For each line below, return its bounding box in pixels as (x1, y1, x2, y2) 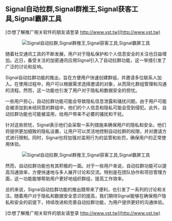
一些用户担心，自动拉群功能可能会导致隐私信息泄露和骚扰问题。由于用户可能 (5, 98, 167, 104)
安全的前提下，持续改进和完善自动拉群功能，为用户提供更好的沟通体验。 (14, 199, 167, 205)
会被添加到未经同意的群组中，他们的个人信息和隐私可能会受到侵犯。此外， (5, 104, 162, 110)
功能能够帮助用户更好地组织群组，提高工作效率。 (23, 175, 126, 182)
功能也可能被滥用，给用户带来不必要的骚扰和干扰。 (18, 110, 126, 117)
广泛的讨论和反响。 (5, 63, 46, 70)
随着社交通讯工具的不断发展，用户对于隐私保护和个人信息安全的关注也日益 (5, 51, 162, 57)
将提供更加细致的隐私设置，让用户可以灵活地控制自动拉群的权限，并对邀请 (5, 128, 162, 134)
